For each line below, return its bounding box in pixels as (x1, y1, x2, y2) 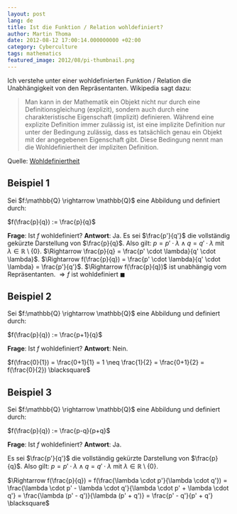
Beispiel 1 (7, 177, 50, 189)
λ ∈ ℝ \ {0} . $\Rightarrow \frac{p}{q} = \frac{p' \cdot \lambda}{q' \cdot (7, 247, 216, 255)
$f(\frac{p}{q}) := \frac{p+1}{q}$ (7, 331, 103, 339)
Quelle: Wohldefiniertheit (7, 156, 80, 165)
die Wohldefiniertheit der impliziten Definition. (24, 143, 159, 151)
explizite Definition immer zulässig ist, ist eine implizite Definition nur (24, 120, 226, 129)
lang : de (7, 17, 33, 24)
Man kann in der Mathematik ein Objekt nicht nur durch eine (24, 97, 201, 106)
